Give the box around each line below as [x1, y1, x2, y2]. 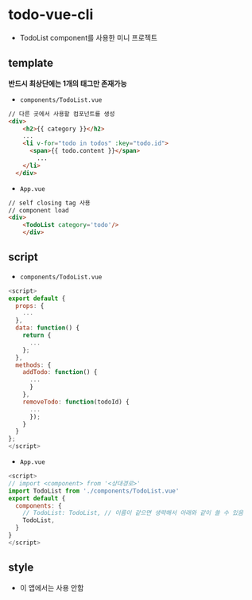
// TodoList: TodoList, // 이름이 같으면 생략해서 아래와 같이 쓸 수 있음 [22, 509, 244, 517]
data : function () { [15, 324, 80, 332]
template [8, 56, 54, 70]
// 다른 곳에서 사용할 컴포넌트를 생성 [8, 110, 115, 118]
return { [22, 332, 52, 340]
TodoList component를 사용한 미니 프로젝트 [19, 33, 157, 42]
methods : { [15, 360, 52, 369]
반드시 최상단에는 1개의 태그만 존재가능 [8, 78, 127, 88]
